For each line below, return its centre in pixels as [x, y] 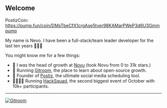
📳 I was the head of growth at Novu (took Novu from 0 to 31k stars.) [82, 65]
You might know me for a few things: [43, 55]
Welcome [20, 8]
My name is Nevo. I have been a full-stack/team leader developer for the [80, 40]
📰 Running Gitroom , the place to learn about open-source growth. [80, 70]
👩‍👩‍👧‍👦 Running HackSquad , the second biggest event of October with [83, 81]
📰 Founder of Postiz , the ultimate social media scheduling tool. [76, 75]
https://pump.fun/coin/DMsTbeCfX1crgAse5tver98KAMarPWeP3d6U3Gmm [83, 25]
